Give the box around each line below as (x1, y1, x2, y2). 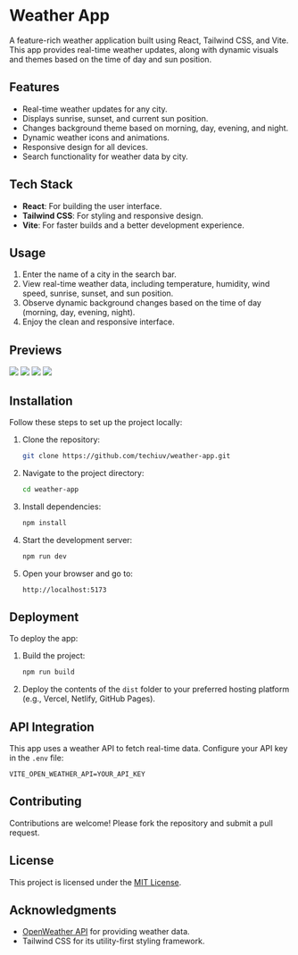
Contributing (9, 794, 82, 809)
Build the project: (21, 650, 86, 661)
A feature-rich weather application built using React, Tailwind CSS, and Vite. (9, 35, 289, 46)
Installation (9, 393, 73, 408)
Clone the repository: (21, 434, 101, 445)
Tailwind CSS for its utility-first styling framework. (21, 935, 205, 947)
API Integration (9, 719, 95, 734)
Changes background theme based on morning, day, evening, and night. (21, 122, 289, 133)
